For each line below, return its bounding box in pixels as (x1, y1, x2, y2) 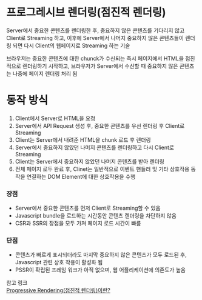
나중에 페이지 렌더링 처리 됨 (12, 70, 78, 77)
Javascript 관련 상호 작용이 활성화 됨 (15, 259, 103, 266)
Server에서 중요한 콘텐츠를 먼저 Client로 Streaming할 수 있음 (15, 204, 161, 212)
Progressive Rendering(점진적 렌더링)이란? (6, 287, 110, 294)
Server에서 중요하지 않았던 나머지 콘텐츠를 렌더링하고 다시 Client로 (15, 144, 175, 151)
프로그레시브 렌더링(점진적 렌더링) (6, 5, 166, 19)
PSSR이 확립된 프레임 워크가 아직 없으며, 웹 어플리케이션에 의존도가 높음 (15, 266, 186, 273)
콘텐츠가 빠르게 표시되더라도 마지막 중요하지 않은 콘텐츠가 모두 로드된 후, (15, 251, 187, 258)
